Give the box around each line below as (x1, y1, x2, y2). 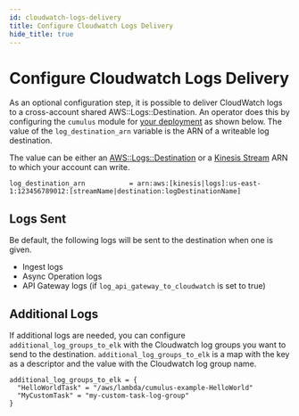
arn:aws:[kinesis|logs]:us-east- (137, 179, 262, 188)
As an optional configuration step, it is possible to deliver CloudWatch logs (9, 97, 283, 108)
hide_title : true (9, 29, 74, 38)
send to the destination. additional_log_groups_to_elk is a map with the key (9, 348, 290, 359)
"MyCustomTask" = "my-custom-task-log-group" (17, 391, 190, 400)
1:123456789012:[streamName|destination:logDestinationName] (9, 187, 242, 196)
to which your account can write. (9, 162, 131, 173)
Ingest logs (21, 262, 64, 273)
